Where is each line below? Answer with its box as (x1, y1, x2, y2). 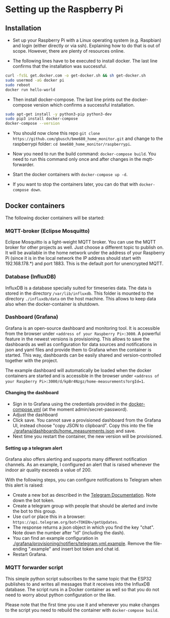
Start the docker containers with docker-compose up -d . (12, 171, 128, 178)
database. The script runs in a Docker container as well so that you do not (5, 586, 159, 592)
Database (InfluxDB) (5, 273, 56, 280)
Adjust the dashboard (12, 412, 58, 418)
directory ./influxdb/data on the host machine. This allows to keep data (5, 295, 156, 301)
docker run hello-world (5, 87, 56, 92)
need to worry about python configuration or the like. (5, 592, 116, 598)
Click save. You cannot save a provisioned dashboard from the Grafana (12, 417, 161, 423)
